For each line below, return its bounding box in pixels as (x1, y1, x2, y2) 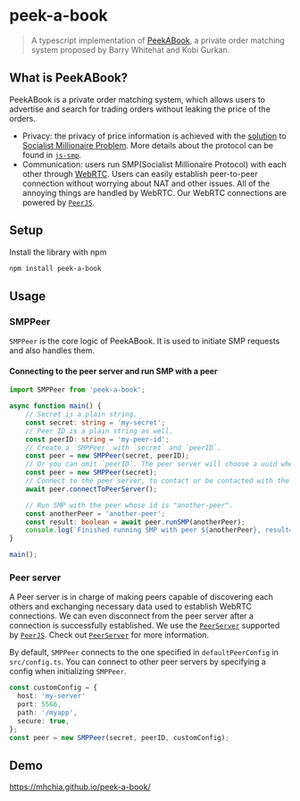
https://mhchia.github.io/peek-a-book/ (9, 781, 151, 792)
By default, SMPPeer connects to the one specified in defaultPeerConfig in (9, 647, 279, 658)
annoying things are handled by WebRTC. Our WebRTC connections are (21, 187, 287, 198)
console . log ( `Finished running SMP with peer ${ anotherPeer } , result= (25, 526, 294, 535)
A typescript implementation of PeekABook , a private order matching (30, 35, 286, 46)
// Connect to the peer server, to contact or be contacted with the (25, 476, 290, 485)
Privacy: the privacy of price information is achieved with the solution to (21, 131, 287, 141)
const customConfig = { (9, 683, 98, 693)
